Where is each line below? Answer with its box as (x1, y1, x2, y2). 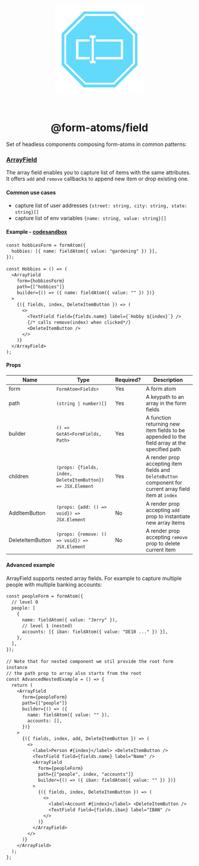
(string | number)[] (56, 401, 107, 407)
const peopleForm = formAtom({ (6, 593, 84, 599)
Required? (115, 376, 141, 383)
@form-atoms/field (50, 121, 149, 135)
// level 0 (11, 599, 38, 605)
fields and (146, 467, 171, 474)
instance (6, 664, 28, 670)
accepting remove (146, 533, 188, 541)
